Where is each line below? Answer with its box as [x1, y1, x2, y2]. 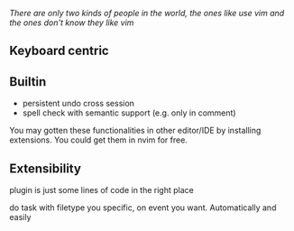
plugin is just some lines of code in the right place [9, 185, 194, 196]
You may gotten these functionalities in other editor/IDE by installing [9, 125, 262, 136]
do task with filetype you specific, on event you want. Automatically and [9, 202, 277, 213]
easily [9, 212, 32, 223]
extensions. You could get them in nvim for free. [9, 134, 188, 145]
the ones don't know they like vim [9, 17, 134, 28]
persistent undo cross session [22, 98, 135, 109]
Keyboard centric [9, 43, 110, 59]
